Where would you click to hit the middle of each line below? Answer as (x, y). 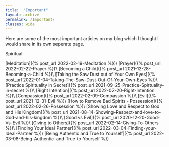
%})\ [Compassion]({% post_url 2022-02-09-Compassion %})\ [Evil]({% (81, 96)
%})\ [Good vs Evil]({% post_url (86, 118)
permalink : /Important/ (30, 19)
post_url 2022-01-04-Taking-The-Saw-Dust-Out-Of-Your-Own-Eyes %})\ (81, 80)
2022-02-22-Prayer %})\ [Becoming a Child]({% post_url (65, 69)
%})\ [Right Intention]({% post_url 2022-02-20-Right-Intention (90, 90)
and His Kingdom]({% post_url (37, 112)
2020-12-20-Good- (140, 118)
